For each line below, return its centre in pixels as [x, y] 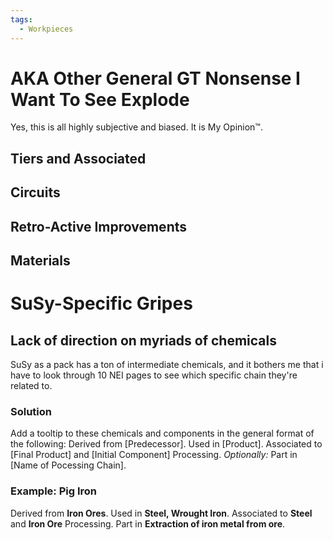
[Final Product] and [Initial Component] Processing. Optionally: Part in [154, 455]
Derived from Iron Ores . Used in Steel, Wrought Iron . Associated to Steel [161, 513]
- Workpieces [46, 29]
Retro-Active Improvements [99, 226]
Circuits [35, 192]
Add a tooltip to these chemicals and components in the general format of [162, 433]
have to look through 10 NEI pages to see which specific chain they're [154, 375]
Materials [40, 260]
